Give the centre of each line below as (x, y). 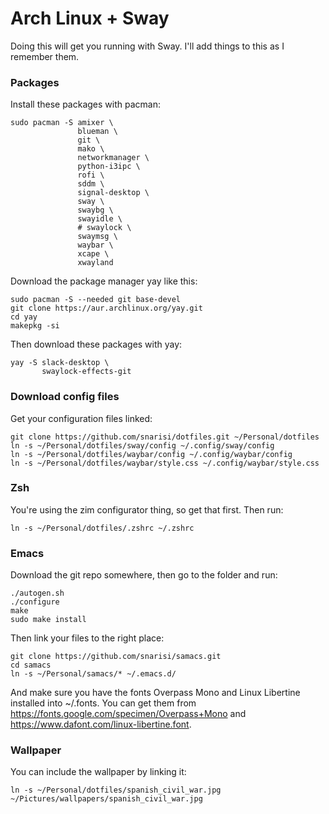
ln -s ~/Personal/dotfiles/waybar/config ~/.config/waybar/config (151, 454)
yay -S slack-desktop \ (60, 363)
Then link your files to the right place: (87, 638)
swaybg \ (95, 210)
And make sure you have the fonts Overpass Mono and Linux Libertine (155, 693)
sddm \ (91, 184)
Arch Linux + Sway (90, 18)
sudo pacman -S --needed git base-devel (96, 300)
